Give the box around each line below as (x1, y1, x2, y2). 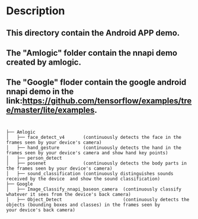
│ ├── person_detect (6, 155, 62, 161)
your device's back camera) (6, 207, 76, 213)
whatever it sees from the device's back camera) (6, 191, 132, 197)
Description (6, 4, 65, 18)
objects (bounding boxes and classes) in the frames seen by (6, 202, 161, 208)
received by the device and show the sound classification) (6, 176, 161, 182)
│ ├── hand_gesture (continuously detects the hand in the (6, 144, 182, 151)
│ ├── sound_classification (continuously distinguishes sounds (6, 170, 174, 176)
